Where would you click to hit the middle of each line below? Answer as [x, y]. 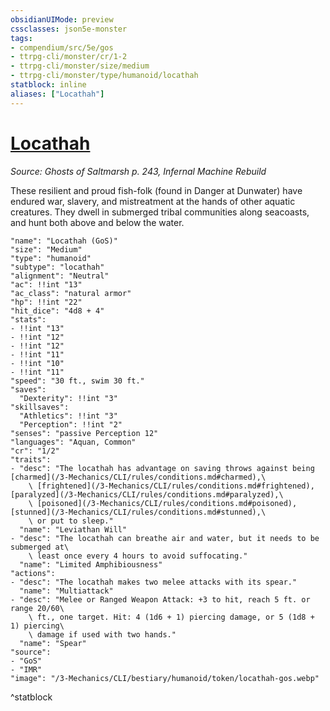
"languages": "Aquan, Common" [73, 442]
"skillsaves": [40, 407]
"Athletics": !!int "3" [68, 416]
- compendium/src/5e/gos [62, 47]
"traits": [31, 459]
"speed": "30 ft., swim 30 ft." [77, 381]
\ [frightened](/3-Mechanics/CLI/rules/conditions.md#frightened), [171, 486]
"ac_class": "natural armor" [71, 293]
